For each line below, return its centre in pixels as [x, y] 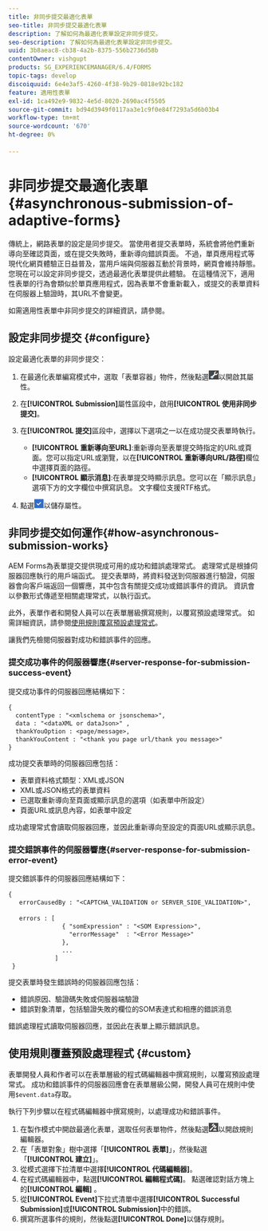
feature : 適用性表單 [39, 93]
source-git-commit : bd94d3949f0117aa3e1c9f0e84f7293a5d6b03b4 [114, 109]
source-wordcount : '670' [49, 126]
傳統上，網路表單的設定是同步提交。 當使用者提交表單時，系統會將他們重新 [132, 243]
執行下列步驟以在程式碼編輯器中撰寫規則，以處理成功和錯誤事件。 [116, 1111]
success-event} [40, 673]
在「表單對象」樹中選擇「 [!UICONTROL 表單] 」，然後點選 [113, 1149]
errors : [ [37, 918]
